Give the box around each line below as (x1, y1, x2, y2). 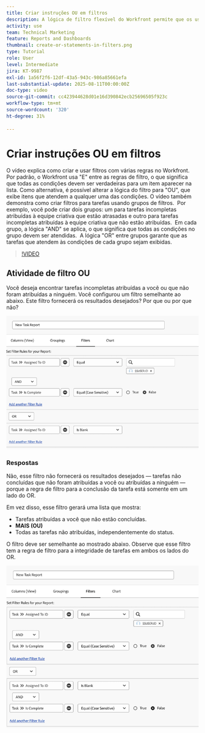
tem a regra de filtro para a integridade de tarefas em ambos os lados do (6, 547, 189, 554)
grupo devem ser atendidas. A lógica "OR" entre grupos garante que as (6, 232, 187, 239)
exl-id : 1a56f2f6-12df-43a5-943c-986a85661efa (6, 74, 127, 81)
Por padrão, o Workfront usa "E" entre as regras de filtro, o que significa (6, 173, 188, 180)
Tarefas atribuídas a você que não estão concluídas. (15, 516, 147, 523)
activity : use (6, 23, 43, 29)
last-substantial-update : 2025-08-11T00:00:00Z (6, 81, 130, 87)
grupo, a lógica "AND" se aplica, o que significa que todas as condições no (6, 225, 195, 233)
